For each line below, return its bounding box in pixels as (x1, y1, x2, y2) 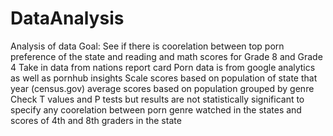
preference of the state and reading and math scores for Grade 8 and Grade (10, 50, 323, 62)
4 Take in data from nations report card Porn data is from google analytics (10, 61, 316, 73)
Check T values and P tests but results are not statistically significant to (10, 93, 305, 105)
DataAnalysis (10, 7, 125, 30)
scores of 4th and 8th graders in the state (10, 114, 182, 126)
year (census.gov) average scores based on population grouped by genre (10, 82, 315, 94)
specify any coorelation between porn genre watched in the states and (10, 103, 302, 116)
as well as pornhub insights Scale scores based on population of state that (10, 72, 318, 84)
